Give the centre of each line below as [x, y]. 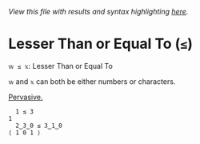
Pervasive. [26, 97]
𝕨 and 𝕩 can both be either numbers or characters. [92, 81]
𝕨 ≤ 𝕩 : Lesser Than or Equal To [61, 66]
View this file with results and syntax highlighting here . [98, 12]
